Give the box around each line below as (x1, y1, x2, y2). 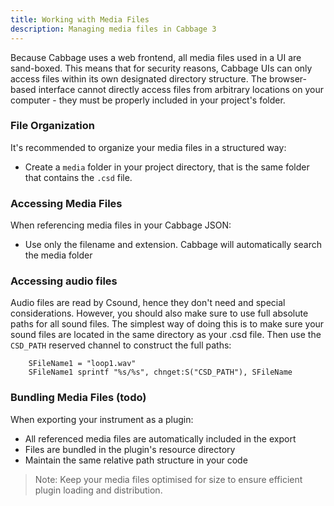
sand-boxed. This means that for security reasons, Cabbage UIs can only (10, 62, 313, 74)
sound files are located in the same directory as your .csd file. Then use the (10, 329, 322, 341)
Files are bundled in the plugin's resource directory (24, 443, 236, 455)
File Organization (10, 119, 95, 133)
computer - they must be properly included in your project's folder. (10, 94, 286, 106)
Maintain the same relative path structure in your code (24, 454, 248, 466)
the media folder (24, 249, 93, 261)
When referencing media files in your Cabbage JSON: (10, 219, 232, 231)
